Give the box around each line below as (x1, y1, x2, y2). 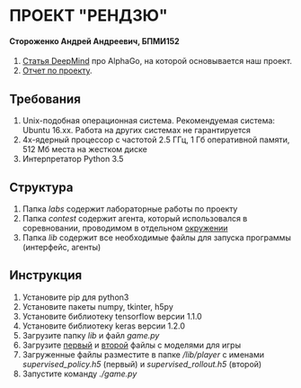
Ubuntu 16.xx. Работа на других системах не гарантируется (22, 125, 252, 136)
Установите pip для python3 (22, 292, 129, 302)
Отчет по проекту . (22, 65, 93, 77)
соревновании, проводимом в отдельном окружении (22, 222, 228, 234)
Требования (9, 91, 81, 106)
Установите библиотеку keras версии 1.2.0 (22, 320, 186, 331)
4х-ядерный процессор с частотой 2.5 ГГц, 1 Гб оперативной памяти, (22, 134, 290, 145)
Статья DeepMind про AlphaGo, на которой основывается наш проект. (22, 56, 293, 67)
